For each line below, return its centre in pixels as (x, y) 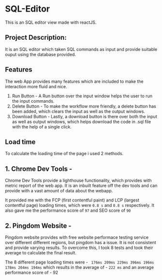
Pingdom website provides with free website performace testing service (77, 237)
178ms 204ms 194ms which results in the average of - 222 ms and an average (79, 267)
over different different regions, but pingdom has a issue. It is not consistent (81, 242)
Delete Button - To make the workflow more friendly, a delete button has (84, 106)
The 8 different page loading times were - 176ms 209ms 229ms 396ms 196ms (80, 262)
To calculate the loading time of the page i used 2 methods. (64, 154)
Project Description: (36, 38)
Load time (20, 142)
